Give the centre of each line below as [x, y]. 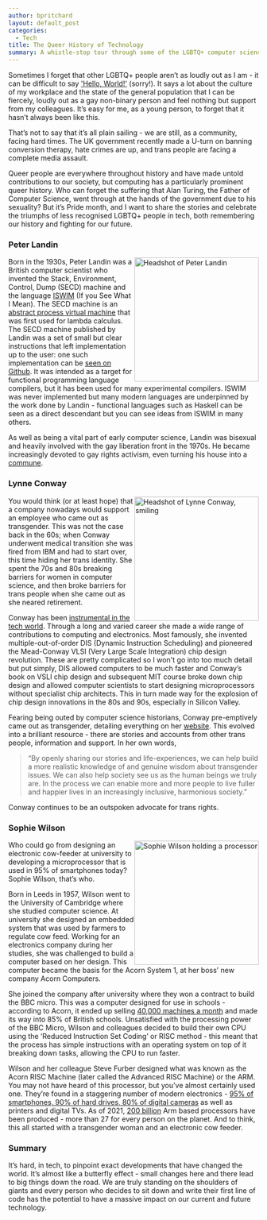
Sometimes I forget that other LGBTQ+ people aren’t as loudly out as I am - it [133, 75]
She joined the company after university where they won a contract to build [132, 994]
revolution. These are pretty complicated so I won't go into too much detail [130, 659]
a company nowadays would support [69, 509]
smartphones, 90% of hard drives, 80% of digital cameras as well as [120, 1102]
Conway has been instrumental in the [69, 617]
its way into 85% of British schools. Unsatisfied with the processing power [130, 1019]
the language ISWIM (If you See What [70, 295]
